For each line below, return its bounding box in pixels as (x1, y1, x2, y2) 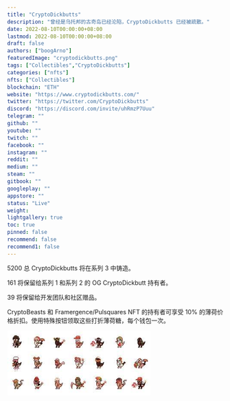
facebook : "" (7, 142, 45, 149)
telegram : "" (7, 113, 45, 120)
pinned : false (7, 229, 48, 236)
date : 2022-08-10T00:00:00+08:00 (7, 25, 103, 32)
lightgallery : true (7, 214, 63, 221)
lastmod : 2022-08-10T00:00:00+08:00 (7, 33, 112, 40)
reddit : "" (7, 156, 38, 163)
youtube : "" (7, 127, 41, 134)
